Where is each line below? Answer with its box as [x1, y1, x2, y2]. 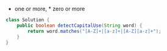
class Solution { [5, 17, 50, 23]
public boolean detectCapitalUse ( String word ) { [16, 22, 143, 29]
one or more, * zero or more [14, 5, 85, 12]
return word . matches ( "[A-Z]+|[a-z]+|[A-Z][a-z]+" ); [27, 28, 162, 34]
